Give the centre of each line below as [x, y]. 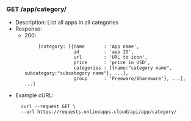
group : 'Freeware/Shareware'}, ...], [130, 79]
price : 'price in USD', [112, 63]
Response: [28, 29]
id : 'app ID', [104, 52]
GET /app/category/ [37, 9]
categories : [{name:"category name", [123, 68]
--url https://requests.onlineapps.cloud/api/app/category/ [99, 112]
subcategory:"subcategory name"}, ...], [76, 73]
